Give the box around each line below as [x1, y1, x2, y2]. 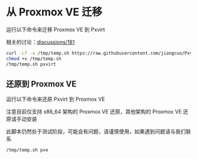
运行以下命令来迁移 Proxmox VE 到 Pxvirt [6, 26, 106, 33]
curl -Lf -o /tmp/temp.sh [6, 50, 69, 56]
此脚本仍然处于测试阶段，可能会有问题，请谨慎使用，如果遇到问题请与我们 [6, 128, 186, 135]
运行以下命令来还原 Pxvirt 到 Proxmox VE [6, 95, 106, 103]
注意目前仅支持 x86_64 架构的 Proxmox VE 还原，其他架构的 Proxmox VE [6, 108, 182, 115]
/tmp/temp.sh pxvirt [6, 61, 57, 67]
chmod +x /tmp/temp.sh [6, 55, 62, 62]
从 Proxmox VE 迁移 [6, 5, 103, 19]
